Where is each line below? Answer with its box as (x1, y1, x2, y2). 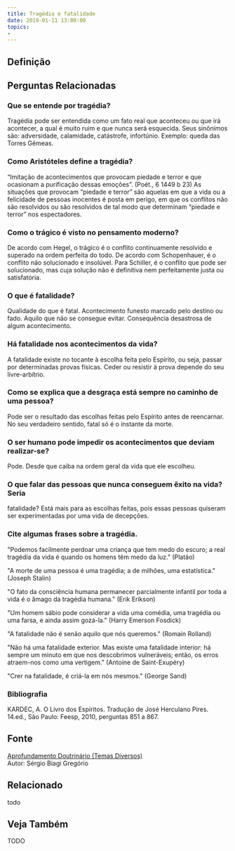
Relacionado (7, 779, 63, 791)
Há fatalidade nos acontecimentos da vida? (7, 339, 158, 349)
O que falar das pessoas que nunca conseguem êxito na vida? (7, 480, 223, 489)
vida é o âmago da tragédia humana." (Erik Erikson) (7, 595, 156, 603)
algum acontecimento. (7, 322, 72, 330)
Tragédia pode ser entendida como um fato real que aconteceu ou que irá (7, 117, 221, 125)
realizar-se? (7, 446, 50, 456)
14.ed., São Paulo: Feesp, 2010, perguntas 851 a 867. (7, 713, 159, 720)
